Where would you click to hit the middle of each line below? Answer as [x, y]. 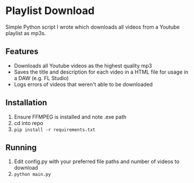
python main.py [32, 175]
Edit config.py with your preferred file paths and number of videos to [96, 161]
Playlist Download [50, 11]
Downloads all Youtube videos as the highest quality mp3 [83, 65]
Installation [26, 103]
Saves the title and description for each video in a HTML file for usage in [101, 72]
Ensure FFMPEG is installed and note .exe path [70, 117]
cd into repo [28, 123]
